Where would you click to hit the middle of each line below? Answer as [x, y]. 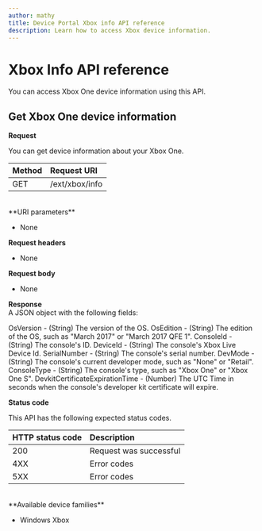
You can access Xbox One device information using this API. [107, 91]
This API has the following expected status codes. [90, 418]
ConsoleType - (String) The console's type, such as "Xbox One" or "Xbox [128, 371]
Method [27, 171]
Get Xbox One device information [92, 116]
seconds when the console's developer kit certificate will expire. [114, 387]
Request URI [74, 171]
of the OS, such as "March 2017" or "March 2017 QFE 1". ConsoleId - [120, 337]
